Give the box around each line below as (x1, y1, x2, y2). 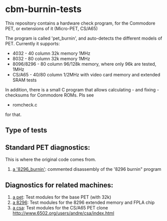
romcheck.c (12, 101, 38, 107)
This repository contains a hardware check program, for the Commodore (5, 20, 155, 26)
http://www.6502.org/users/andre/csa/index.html (12, 210, 114, 216)
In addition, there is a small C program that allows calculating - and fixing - (5, 86, 159, 92)
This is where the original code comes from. (5, 157, 96, 163)
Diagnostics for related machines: (5, 181, 114, 189)
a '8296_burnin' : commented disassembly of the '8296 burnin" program (12, 166, 161, 172)
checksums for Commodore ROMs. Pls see (5, 92, 94, 98)
